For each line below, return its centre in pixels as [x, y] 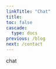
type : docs [24, 33]
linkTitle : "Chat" [28, 11]
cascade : [17, 28]
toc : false [19, 22]
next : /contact [24, 44]
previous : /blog [26, 39]
